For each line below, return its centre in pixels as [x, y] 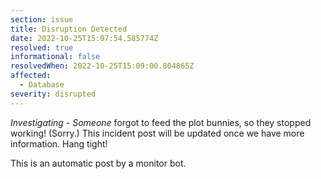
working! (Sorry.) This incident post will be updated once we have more [157, 133]
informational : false [55, 57]
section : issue [42, 19]
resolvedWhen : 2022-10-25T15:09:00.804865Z [102, 66]
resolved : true [42, 47]
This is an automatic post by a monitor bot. [98, 163]
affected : [31, 76]
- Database [42, 85]
